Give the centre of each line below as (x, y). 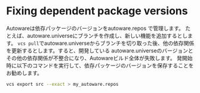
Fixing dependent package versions (97, 11)
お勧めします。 (24, 73)
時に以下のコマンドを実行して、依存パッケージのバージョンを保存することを (100, 65)
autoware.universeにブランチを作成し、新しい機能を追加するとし (107, 35)
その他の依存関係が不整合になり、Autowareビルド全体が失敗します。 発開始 (99, 58)
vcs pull (28, 44)
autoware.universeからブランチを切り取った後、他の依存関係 (119, 43)
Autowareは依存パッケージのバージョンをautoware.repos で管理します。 (95, 28)
